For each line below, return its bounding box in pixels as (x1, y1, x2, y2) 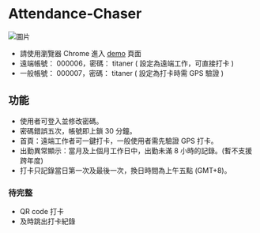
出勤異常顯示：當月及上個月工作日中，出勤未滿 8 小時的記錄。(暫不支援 (19, 145, 253, 155)
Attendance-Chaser (8, 5, 142, 23)
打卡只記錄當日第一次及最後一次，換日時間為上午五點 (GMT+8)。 (19, 165, 232, 175)
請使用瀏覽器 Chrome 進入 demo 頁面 (19, 48, 142, 58)
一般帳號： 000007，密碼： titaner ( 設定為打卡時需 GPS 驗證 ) (19, 68, 224, 77)
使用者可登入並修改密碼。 (19, 116, 104, 126)
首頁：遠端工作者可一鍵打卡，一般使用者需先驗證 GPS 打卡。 (19, 136, 219, 145)
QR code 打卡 (19, 207, 65, 216)
